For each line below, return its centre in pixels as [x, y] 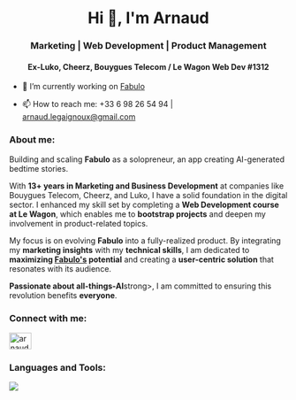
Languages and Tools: [57, 367]
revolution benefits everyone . [63, 295]
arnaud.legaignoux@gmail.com [79, 117]
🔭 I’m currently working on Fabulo [83, 87]
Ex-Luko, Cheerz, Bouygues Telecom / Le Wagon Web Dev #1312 [148, 66]
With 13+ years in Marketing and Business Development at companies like [147, 186]
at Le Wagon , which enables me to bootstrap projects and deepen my [138, 214]
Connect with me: [48, 318]
